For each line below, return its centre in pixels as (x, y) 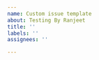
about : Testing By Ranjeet (46, 20)
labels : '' (23, 33)
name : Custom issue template (49, 14)
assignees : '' (28, 40)
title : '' (22, 27)
